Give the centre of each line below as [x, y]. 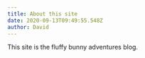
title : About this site [43, 14]
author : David [28, 27]
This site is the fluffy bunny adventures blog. [73, 47]
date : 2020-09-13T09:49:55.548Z [55, 21]
